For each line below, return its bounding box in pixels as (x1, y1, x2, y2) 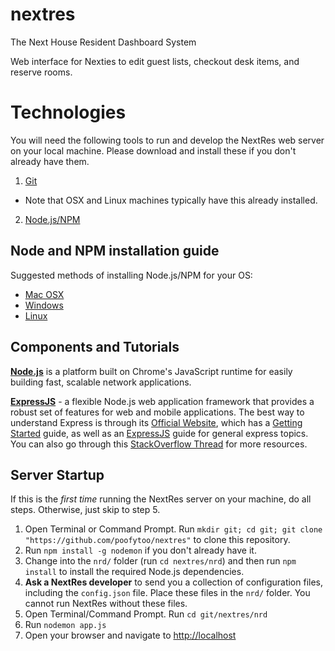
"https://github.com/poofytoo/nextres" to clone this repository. (24, 534, 291, 546)
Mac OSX (24, 288, 65, 300)
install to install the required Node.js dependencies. (24, 566, 245, 578)
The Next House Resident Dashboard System (10, 36, 197, 48)
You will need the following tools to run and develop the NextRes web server (10, 134, 325, 146)
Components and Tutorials (10, 339, 180, 356)
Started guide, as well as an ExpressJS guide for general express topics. (10, 427, 309, 439)
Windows (24, 299, 64, 311)
